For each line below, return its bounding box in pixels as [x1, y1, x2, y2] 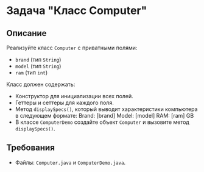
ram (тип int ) [15, 69, 48, 76]
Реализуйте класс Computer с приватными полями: [6, 44, 138, 51]
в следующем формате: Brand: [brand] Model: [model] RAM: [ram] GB [15, 112, 194, 119]
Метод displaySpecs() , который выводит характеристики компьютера [15, 106, 198, 113]
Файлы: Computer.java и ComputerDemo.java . [15, 159, 126, 166]
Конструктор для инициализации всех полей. [15, 93, 134, 99]
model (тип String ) [15, 62, 62, 70]
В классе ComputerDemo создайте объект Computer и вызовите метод [15, 118, 190, 126]
